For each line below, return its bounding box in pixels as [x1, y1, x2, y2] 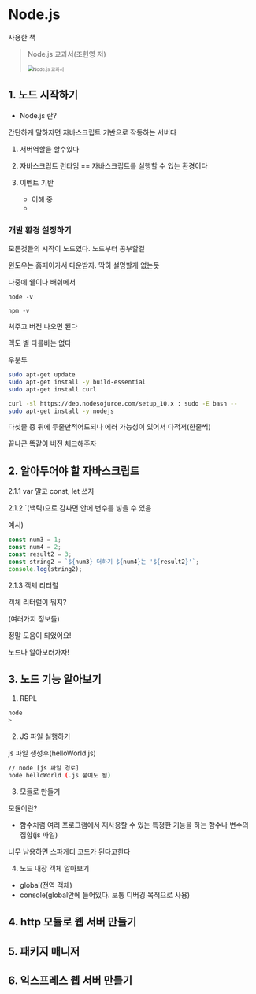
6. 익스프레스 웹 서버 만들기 [8, 974, 132, 988]
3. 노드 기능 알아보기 [8, 673, 102, 686]
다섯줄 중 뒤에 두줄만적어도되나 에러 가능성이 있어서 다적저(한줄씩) [8, 422, 211, 432]
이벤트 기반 [19, 177, 54, 187]
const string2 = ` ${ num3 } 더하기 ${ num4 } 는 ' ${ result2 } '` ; [8, 558, 199, 566]
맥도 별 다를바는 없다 [8, 339, 72, 348]
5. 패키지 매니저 [8, 944, 80, 958]
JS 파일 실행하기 [19, 732, 71, 741]
